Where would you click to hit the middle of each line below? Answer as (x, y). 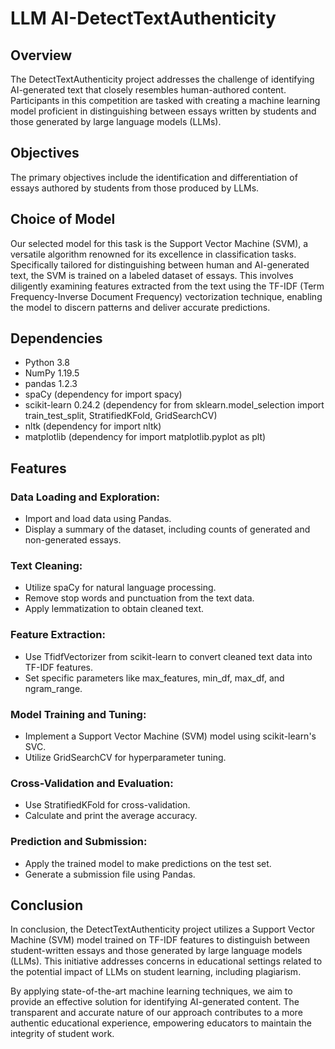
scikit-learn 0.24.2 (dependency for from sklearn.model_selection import (174, 405)
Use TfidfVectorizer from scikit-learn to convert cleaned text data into (168, 656)
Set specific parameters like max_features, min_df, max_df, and (154, 678)
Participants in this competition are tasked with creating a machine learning (165, 100)
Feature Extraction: (58, 635)
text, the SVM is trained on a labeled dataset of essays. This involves (152, 275)
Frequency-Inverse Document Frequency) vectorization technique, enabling (166, 296)
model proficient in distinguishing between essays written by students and (163, 111)
